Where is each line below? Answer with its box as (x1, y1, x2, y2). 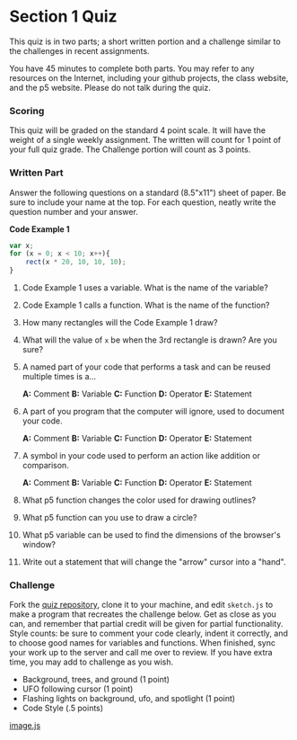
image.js (9, 720, 41, 731)
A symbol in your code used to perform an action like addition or (22, 450, 260, 461)
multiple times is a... (22, 371, 97, 382)
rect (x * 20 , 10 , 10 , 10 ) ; (25, 258, 127, 267)
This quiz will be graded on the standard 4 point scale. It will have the (9, 125, 266, 136)
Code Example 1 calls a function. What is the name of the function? (22, 299, 270, 311)
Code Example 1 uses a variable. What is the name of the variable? (22, 282, 269, 293)
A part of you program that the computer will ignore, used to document (22, 406, 285, 417)
